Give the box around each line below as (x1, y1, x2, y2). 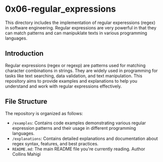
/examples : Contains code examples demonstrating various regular (12, 120, 146, 126)
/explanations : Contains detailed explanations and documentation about (12, 136, 158, 141)
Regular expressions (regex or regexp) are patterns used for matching (5, 62, 146, 68)
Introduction (5, 49, 44, 58)
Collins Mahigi (12, 151, 41, 157)
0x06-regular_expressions (5, 3, 116, 15)
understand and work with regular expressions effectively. (5, 83, 122, 89)
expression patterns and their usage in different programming (12, 125, 136, 131)
